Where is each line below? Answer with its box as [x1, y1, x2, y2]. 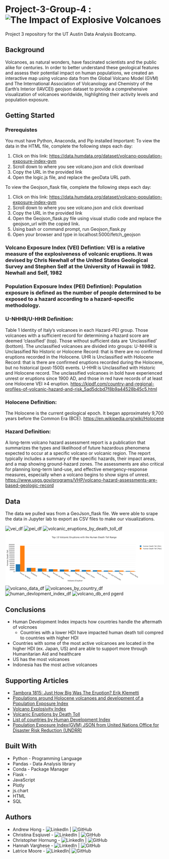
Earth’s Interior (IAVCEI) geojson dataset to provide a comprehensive [5, 86, 148, 92]
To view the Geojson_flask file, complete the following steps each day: [5, 184, 151, 190]
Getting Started [5, 111, 55, 120]
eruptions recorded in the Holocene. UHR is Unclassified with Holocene [5, 353, 154, 360]
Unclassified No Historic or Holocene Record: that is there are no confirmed [5, 348, 163, 355]
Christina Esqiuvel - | [12, 832, 80, 838]
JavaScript [12, 777, 35, 783]
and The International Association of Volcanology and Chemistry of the [5, 80, 153, 86]
